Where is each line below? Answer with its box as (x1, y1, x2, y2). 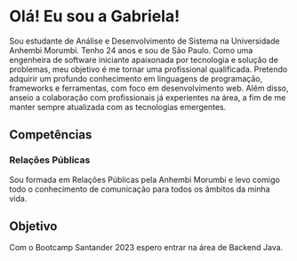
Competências (9, 127, 92, 143)
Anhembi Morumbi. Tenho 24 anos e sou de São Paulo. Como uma (9, 44, 253, 55)
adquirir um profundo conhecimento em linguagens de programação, (9, 73, 263, 83)
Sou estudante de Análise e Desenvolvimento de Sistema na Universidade (9, 36, 280, 46)
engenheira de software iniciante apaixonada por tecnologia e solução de (9, 54, 278, 65)
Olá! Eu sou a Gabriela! (9, 6, 181, 27)
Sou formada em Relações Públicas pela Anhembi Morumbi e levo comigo (9, 174, 280, 185)
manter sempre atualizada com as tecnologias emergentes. (9, 101, 227, 112)
